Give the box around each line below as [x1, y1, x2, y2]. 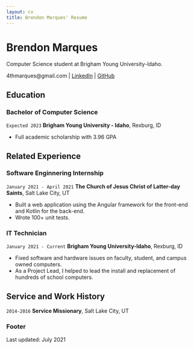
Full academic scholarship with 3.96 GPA [14, 134, 117, 141]
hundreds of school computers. [14, 273, 93, 281]
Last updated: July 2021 [6, 336, 66, 344]
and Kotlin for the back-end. [14, 207, 85, 215]
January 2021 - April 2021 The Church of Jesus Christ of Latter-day [6, 183, 181, 190]
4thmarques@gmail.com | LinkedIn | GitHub [6, 72, 115, 79]
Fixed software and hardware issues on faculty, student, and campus [14, 255, 187, 262]
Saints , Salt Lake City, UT [6, 189, 70, 197]
